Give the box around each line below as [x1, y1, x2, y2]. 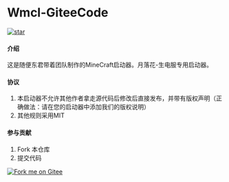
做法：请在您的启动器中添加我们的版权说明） [23, 103, 150, 111]
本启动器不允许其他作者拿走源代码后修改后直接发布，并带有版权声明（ [17, 94, 217, 102]
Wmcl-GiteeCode [7, 5, 109, 21]
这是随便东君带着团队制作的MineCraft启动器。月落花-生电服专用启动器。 [7, 60, 213, 69]
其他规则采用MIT [17, 111, 65, 120]
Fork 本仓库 [17, 145, 50, 153]
